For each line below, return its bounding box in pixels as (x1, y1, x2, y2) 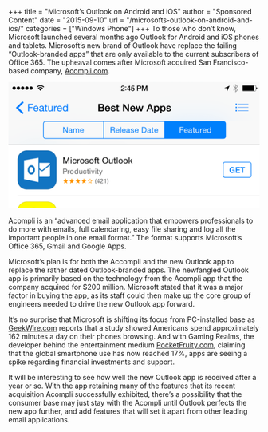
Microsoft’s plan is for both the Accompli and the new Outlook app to (8, 257, 235, 266)
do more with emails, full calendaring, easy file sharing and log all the (8, 224, 236, 234)
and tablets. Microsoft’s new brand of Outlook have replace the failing (8, 41, 238, 50)
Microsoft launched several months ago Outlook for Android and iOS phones (8, 32, 259, 42)
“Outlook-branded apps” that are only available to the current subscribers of (8, 50, 259, 58)
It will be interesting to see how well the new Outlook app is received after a (8, 373, 257, 382)
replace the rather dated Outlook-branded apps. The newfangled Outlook (8, 265, 250, 275)
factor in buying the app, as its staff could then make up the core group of (8, 291, 251, 300)
